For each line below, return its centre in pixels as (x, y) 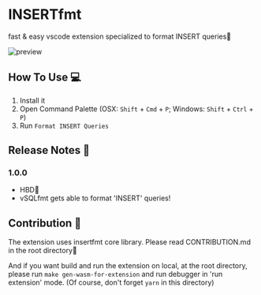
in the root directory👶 (43, 251)
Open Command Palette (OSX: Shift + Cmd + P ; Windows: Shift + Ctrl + (136, 109)
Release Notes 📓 (49, 150)
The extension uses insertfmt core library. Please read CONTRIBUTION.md (129, 242)
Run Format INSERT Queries (64, 125)
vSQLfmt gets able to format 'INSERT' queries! (95, 198)
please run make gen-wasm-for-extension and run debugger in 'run (116, 274)
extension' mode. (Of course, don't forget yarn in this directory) (111, 282)
